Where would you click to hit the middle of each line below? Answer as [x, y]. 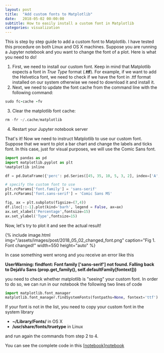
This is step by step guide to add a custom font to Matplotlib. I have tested [80, 42]
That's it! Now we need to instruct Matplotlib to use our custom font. [74, 138]
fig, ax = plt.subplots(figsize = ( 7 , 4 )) [46, 203]
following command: [33, 93]
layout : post [18, 10]
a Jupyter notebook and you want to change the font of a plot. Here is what [81, 52]
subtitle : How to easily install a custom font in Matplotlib [70, 23]
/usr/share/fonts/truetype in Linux [48, 327]
